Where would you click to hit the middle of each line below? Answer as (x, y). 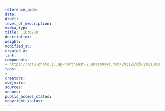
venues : (13, 92)
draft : (12, 19)
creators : (15, 78)
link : (11, 55)
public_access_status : (28, 96)
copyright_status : (24, 101)
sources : (14, 87)
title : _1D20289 (22, 32)
